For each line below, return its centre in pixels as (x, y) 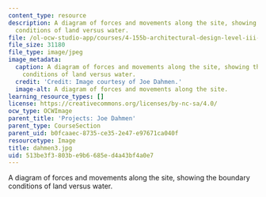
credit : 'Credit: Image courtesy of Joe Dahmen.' (99, 81)
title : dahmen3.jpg (40, 148)
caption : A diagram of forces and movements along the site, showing (132, 67)
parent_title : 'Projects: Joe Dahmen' (72, 119)
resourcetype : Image (42, 140)
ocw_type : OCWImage (40, 112)
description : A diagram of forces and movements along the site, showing (133, 23)
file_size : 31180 (37, 45)
